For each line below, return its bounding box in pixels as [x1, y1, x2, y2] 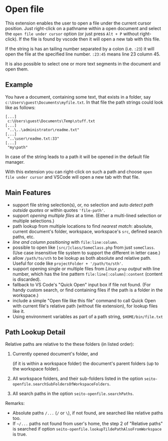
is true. [12, 431, 27, 437]
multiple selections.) [12, 218, 55, 224]
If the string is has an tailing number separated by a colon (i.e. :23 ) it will [5, 46, 154, 52]
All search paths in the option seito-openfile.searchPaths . [12, 390, 134, 396]
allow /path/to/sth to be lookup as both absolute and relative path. [12, 255, 151, 261]
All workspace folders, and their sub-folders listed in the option [12, 375, 143, 381]
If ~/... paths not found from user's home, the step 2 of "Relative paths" [12, 420, 163, 426]
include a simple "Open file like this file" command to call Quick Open [12, 297, 156, 303]
